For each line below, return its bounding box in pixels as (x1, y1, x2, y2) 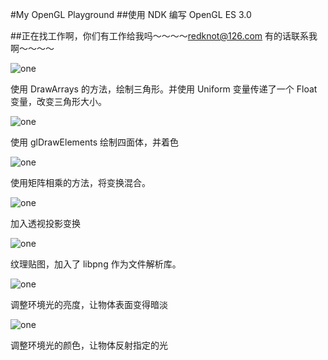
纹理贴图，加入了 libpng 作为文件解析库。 (10, 258, 182, 270)
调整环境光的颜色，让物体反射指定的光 (10, 339, 168, 351)
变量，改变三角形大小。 (10, 96, 107, 107)
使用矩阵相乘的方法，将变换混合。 (10, 177, 151, 188)
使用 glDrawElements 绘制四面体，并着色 (10, 136, 180, 148)
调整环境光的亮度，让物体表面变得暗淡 (10, 299, 168, 310)
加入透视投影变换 (10, 218, 81, 229)
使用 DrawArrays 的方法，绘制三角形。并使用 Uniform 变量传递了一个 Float (10, 83, 318, 95)
